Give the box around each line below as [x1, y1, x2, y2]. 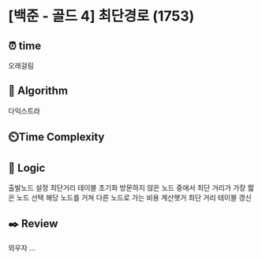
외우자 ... [8, 243, 36, 252]
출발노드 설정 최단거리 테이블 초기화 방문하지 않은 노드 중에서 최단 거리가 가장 [8, 183, 246, 193]
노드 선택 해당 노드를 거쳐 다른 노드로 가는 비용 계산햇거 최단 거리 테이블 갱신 [16, 193, 253, 202]
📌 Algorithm [8, 84, 69, 98]
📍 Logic [8, 161, 46, 174]
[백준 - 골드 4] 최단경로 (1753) [8, 7, 195, 25]
